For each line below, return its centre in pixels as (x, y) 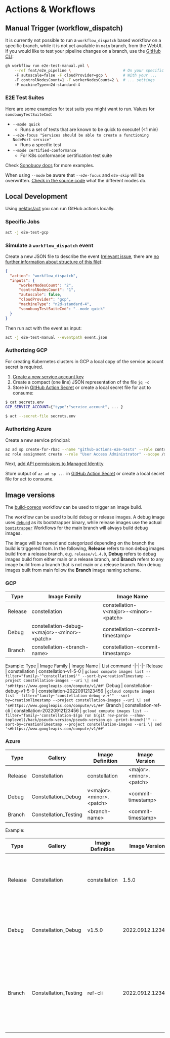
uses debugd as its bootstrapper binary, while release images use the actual (83, 523)
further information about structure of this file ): (54, 262)
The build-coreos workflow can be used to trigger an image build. (74, 507)
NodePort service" (32, 140)
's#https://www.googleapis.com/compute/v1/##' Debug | (64, 685)
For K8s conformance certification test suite (66, 155)
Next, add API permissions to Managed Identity (54, 464)
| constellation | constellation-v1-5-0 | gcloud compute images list (75, 671)
